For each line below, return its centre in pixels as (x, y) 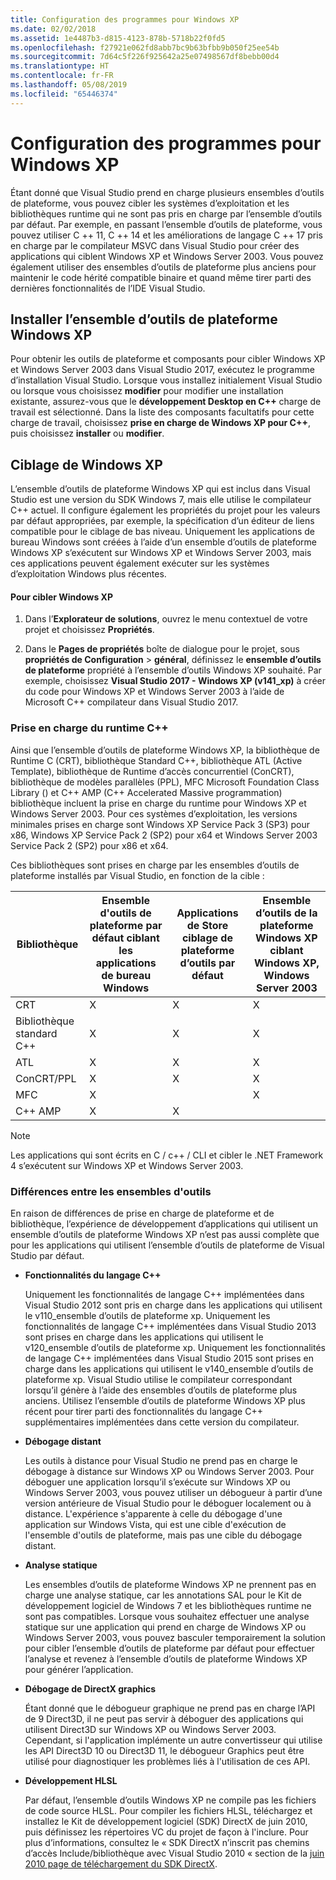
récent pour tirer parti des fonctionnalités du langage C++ (143, 1411)
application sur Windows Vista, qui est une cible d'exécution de (155, 1524)
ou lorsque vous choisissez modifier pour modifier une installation (147, 391)
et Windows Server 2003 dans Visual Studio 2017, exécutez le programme (162, 370)
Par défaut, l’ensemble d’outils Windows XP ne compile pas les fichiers (170, 1800)
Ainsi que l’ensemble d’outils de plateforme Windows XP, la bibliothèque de (165, 750)
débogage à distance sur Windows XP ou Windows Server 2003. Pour (169, 1471)
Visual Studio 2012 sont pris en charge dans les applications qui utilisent (173, 1305)
